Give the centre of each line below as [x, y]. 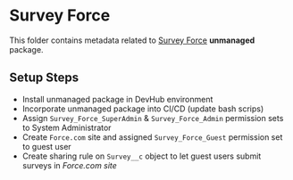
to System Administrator [67, 127]
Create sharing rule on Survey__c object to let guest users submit [142, 156]
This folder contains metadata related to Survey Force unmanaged [132, 40]
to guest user [46, 146]
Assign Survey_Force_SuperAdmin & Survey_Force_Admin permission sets [153, 118]
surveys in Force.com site [70, 165]
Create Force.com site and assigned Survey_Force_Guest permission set [152, 137]
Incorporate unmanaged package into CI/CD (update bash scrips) [143, 109]
